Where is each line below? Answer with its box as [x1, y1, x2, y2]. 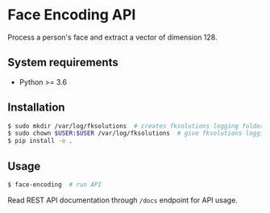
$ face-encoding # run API [7, 181, 102, 189]
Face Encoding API [7, 6, 136, 24]
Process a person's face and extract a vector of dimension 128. [7, 32, 218, 42]
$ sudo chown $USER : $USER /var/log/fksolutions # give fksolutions [7, 129, 243, 138]
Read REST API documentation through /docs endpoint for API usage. [7, 195, 239, 205]
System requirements [7, 56, 118, 69]
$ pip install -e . [7, 137, 73, 145]
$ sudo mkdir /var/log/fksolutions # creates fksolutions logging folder [7, 122, 264, 130]
